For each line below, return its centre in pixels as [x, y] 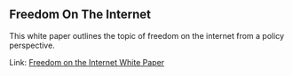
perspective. [32, 45]
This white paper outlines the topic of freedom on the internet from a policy [147, 35]
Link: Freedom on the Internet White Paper [87, 62]
